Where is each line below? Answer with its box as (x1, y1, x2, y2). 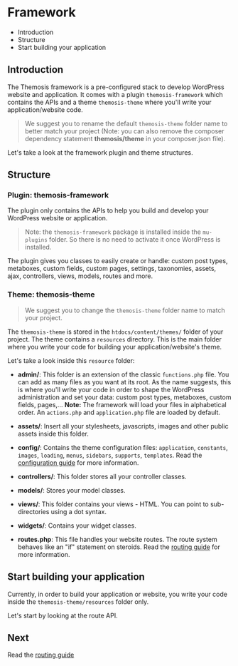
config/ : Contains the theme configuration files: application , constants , (17, 443, 229, 451)
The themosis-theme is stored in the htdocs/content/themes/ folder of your (7, 327, 224, 336)
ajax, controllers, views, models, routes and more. (7, 272, 153, 280)
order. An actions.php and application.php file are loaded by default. (17, 408, 221, 416)
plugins (24, 237, 48, 244)
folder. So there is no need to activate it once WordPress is (48, 235, 221, 244)
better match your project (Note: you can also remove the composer (24, 126, 225, 135)
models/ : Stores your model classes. (17, 486, 126, 494)
